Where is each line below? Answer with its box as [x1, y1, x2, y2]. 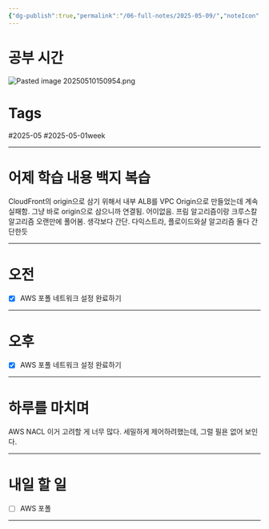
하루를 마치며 [8, 399, 90, 417]
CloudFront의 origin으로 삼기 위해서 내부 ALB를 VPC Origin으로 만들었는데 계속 [8, 197, 259, 206]
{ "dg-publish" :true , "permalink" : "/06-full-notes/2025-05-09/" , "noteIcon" [8, 11, 260, 20]
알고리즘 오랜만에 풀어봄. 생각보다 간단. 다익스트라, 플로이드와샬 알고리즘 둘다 [8, 217, 250, 226]
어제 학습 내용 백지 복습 [8, 169, 151, 187]
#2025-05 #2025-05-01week [8, 130, 106, 140]
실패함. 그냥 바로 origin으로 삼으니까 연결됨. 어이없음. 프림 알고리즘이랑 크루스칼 [8, 206, 258, 217]
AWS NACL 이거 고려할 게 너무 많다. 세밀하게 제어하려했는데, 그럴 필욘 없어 [8, 427, 243, 437]
